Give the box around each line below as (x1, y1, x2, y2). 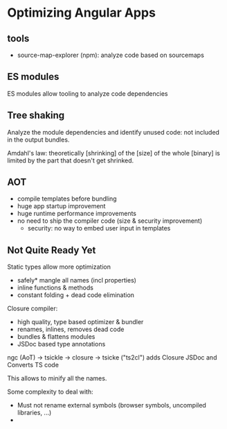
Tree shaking (7, 110, 65, 121)
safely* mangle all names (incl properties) (17, 276, 137, 285)
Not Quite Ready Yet (7, 244, 96, 256)
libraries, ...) (17, 408, 52, 417)
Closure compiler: (7, 304, 58, 313)
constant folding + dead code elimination (17, 291, 135, 299)
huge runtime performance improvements (17, 210, 137, 218)
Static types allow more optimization (7, 262, 111, 271)
